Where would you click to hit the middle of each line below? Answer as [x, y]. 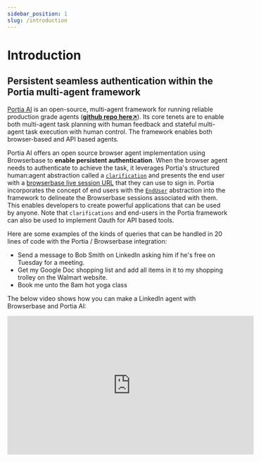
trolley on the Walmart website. [62, 277]
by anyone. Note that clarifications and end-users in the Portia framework [117, 213]
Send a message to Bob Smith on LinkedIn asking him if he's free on [116, 255]
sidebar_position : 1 [38, 14]
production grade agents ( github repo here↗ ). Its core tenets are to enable [116, 116]
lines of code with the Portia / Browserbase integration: [87, 241]
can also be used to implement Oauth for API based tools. [91, 220]
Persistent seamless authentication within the [110, 81]
